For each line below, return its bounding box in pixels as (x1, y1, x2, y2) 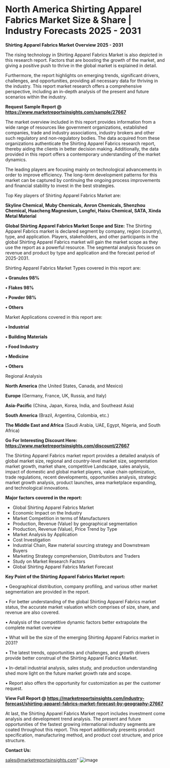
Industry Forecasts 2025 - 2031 (5, 25, 141, 36)
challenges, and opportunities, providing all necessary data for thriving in (5, 78, 158, 84)
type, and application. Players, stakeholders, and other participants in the (5, 233, 158, 239)
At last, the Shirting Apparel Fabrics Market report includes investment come (5, 710, 165, 716)
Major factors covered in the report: (5, 494, 82, 500)
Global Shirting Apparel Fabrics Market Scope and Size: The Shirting (5, 223, 152, 229)
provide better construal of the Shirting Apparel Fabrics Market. (5, 655, 138, 661)
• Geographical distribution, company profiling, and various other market (5, 583, 158, 589)
